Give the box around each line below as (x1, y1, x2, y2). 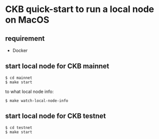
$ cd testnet (5, 125, 33, 130)
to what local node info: (5, 88, 54, 94)
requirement (5, 34, 45, 43)
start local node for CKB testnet (5, 112, 106, 120)
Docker (12, 48, 28, 53)
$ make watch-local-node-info (5, 98, 69, 103)
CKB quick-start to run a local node (5, 4, 154, 15)
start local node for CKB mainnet (5, 62, 109, 71)
